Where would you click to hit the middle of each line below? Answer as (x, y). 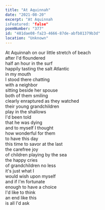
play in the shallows (26, 111)
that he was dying (24, 122)
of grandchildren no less (31, 165)
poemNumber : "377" (24, 29)
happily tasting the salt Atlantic (37, 68)
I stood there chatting (28, 79)
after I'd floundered (25, 58)
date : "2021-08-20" (26, 15)
